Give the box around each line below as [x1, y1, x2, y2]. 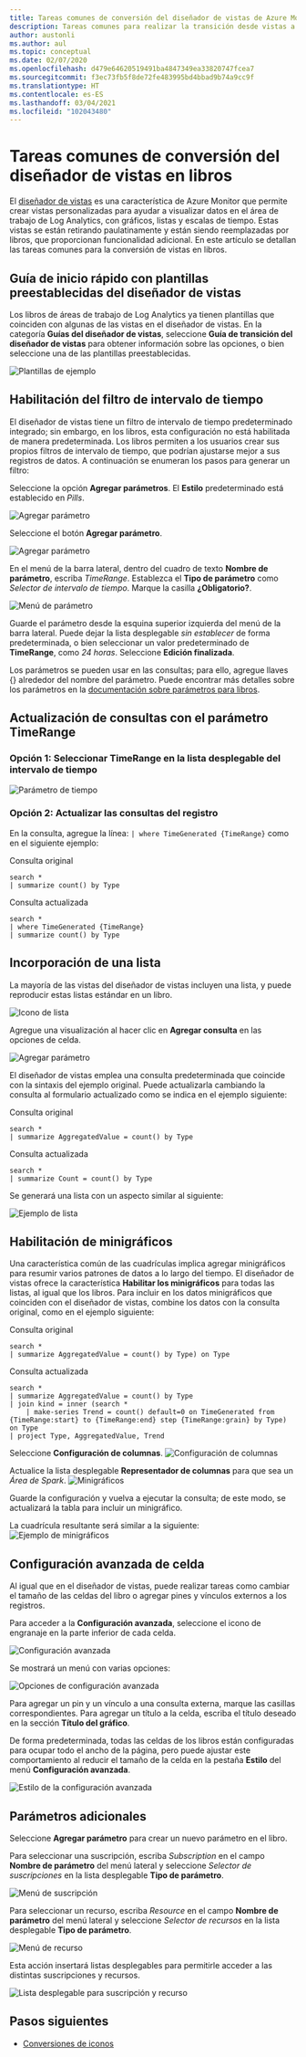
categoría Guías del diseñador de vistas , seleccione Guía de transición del [9, 329, 293, 339]
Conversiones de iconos [22, 2038, 114, 2049]
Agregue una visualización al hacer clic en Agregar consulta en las [9, 1024, 262, 1035]
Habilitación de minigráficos [9, 1234, 173, 1249]
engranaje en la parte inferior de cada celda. [9, 1627, 176, 1639]
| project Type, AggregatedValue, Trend [9, 1432, 166, 1441]
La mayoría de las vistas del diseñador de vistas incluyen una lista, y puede [9, 979, 291, 991]
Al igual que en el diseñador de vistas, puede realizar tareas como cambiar [9, 1580, 291, 1591]
